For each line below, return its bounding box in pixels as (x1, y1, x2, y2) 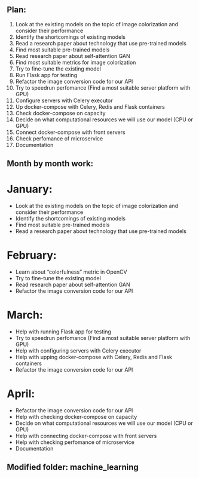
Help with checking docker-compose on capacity (15, 413, 137, 420)
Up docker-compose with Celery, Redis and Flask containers (15, 103, 165, 110)
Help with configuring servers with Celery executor (15, 347, 142, 354)
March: (7, 308, 44, 322)
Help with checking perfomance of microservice (15, 439, 135, 446)
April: (7, 387, 35, 401)
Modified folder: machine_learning (7, 462, 139, 473)
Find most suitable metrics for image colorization (15, 59, 136, 66)
